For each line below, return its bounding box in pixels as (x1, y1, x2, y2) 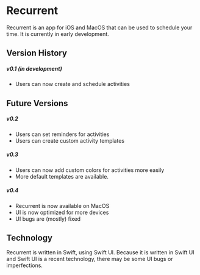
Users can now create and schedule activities (15, 80, 130, 88)
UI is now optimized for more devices (15, 209, 109, 216)
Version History (6, 48, 67, 59)
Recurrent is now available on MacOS (15, 202, 110, 209)
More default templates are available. (15, 173, 109, 180)
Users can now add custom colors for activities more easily (15, 166, 165, 174)
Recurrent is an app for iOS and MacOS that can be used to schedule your (6, 24, 193, 31)
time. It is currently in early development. (6, 30, 110, 37)
